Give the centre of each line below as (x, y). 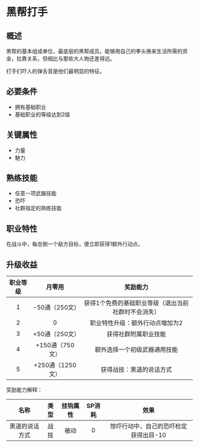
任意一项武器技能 (36, 194)
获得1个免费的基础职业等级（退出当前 (136, 303)
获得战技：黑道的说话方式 (136, 369)
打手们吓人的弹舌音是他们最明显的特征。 (55, 71)
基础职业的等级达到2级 (42, 114)
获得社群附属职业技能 (136, 334)
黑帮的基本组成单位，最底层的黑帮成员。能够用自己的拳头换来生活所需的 (94, 51)
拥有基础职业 (30, 107)
